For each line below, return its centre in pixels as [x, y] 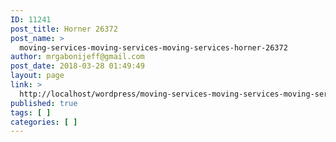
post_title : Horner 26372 [64, 29]
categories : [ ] [44, 122]
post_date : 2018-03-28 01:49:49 [77, 66]
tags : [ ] [31, 112]
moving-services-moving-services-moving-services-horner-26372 [153, 47]
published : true [44, 103]
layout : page [37, 76]
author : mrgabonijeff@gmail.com [77, 57]
